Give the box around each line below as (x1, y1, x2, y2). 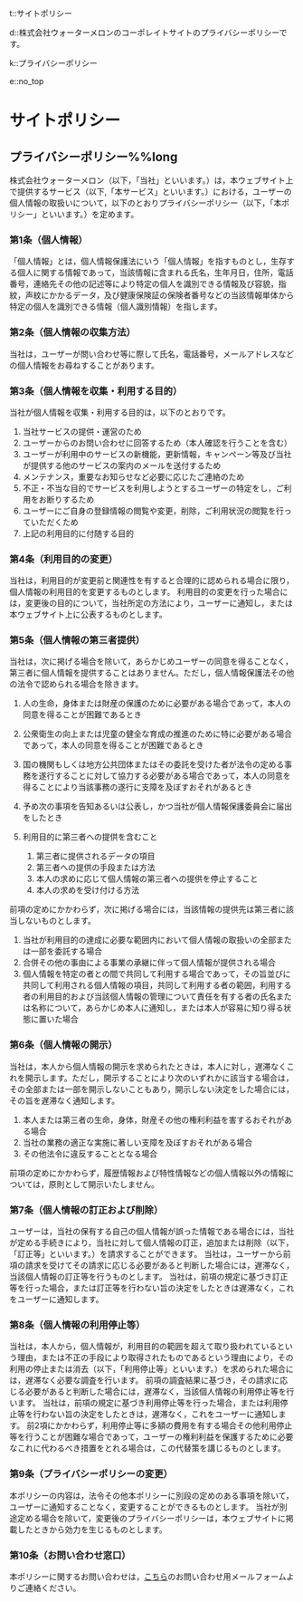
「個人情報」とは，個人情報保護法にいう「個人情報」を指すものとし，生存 (9, 256, 287, 267)
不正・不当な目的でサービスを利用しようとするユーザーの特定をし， (22, 483, 277, 494)
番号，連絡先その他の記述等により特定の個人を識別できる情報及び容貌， (9, 279, 279, 290)
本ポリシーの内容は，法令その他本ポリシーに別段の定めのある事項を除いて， (9, 1490, 294, 1501)
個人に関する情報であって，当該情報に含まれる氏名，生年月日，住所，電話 (16, 267, 294, 278)
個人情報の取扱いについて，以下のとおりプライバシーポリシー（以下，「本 (9, 197, 282, 208)
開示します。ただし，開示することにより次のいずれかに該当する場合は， (24, 1072, 294, 1083)
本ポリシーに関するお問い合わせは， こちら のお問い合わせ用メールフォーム (9, 1570, 287, 1582)
